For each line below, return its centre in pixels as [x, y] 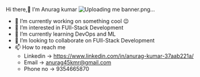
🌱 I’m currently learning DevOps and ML [65, 34]
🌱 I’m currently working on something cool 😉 [72, 21]
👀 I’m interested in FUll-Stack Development [69, 28]
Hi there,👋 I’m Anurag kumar [41, 9]
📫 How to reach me [40, 47]
